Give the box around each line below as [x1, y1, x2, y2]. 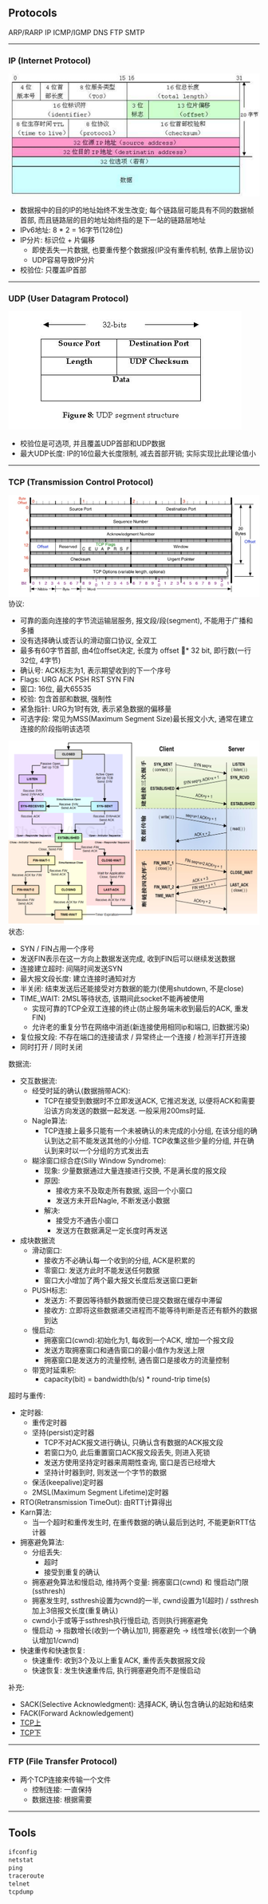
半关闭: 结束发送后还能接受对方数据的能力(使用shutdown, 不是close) [19, 984, 245, 993]
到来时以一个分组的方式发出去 [50, 1146, 149, 1155]
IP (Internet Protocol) [8, 55, 92, 66]
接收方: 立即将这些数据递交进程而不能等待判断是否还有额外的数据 [43, 1306, 258, 1315]
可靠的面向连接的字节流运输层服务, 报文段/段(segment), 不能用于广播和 [19, 616, 254, 626]
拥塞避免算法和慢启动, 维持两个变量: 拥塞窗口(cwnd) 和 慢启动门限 [31, 1578, 249, 1587]
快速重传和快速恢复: [19, 1645, 85, 1655]
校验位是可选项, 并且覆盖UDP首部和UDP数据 [19, 439, 166, 448]
